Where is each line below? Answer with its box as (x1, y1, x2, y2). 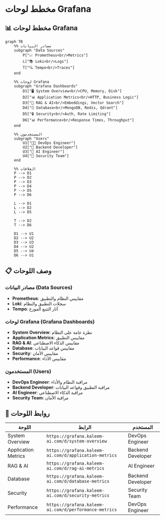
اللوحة (18, 424, 31, 431)
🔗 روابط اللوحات (5, 409, 50, 418)
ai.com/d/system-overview (46, 439, 107, 444)
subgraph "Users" (14, 136, 50, 141)
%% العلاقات (14, 166, 36, 171)
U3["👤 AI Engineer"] (23, 149, 65, 154)
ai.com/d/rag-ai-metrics (46, 466, 105, 471)
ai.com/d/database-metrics (46, 479, 110, 484)
